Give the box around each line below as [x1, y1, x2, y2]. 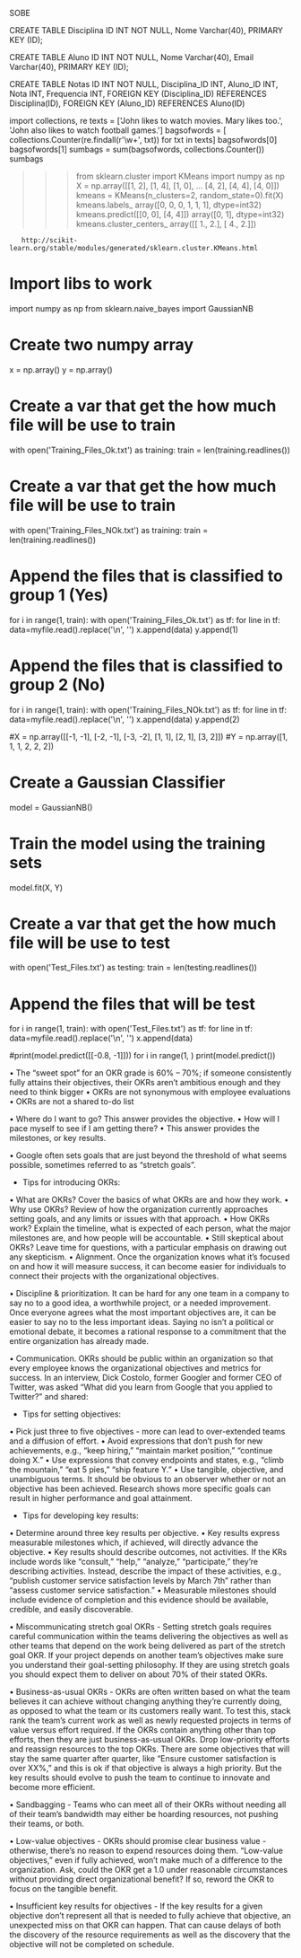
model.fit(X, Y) [9, 882, 64, 892]
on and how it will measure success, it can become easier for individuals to [9, 1261, 287, 1272]
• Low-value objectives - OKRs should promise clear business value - [9, 1836, 267, 1847]
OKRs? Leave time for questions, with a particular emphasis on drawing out [9, 1242, 287, 1253]
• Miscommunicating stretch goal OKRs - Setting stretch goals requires [9, 1621, 271, 1632]
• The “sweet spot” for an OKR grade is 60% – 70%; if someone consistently [9, 1067, 292, 1078]
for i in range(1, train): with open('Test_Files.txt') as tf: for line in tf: [9, 1023, 254, 1034]
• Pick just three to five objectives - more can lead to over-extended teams [9, 1427, 286, 1437]
